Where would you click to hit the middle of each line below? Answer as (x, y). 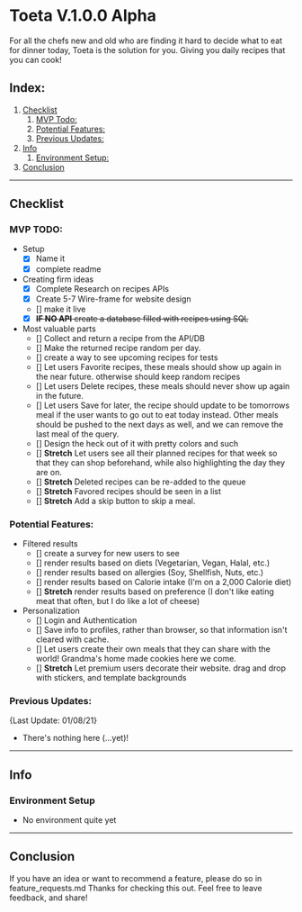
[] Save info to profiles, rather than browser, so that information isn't (161, 630)
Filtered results (50, 544)
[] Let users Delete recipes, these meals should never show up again (163, 386)
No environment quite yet (69, 820)
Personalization (51, 611)
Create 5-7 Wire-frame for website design (113, 299)
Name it (50, 258)
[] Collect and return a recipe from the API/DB (120, 338)
